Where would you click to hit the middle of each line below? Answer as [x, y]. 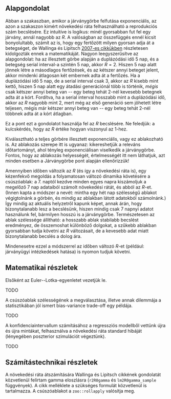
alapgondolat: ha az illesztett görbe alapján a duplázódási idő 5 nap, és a [82, 59]
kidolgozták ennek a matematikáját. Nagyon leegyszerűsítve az [72, 53]
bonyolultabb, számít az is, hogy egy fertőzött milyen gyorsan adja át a [80, 43]
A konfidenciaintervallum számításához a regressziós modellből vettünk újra [85, 325]
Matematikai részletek [42, 268]
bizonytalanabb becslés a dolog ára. [44, 236]
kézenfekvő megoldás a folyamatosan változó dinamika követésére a [78, 176]
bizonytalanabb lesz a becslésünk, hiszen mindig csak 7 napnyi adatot [79, 209]
